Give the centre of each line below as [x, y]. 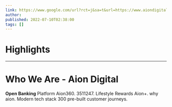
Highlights [28, 50]
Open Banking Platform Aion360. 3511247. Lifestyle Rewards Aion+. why [82, 94]
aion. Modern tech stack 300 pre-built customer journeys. [67, 99]
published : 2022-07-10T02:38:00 [40, 19]
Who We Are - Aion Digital [62, 79]
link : [11, 10]
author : [14, 15]
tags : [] [15, 24]
